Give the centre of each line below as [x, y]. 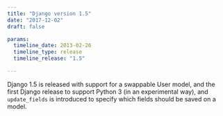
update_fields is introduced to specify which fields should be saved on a [112, 99]
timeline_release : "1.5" [49, 59]
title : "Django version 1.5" [49, 14]
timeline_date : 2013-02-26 [52, 46]
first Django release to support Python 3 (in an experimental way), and [108, 92]
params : [18, 39]
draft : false [26, 26]
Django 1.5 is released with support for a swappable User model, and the [111, 84]
